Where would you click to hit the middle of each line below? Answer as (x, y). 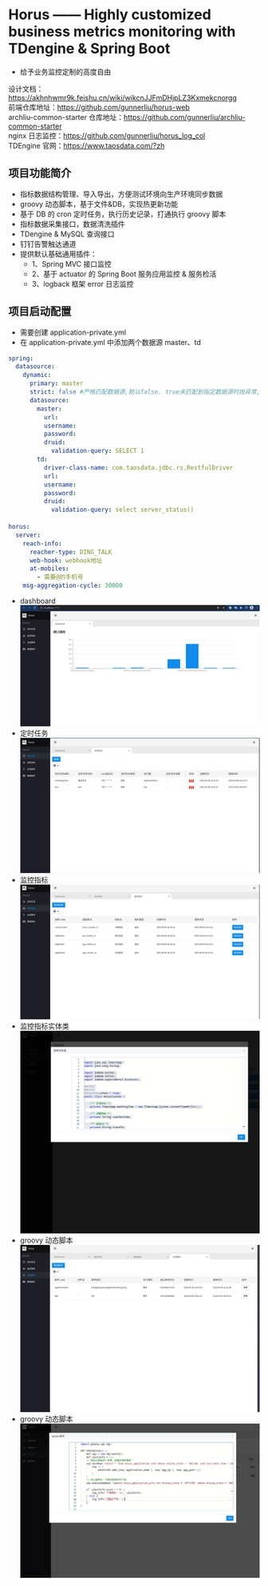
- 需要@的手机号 (60, 577)
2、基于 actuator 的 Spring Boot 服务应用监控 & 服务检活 (124, 274)
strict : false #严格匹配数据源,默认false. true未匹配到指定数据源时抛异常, (145, 392)
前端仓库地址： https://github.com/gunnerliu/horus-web (99, 107)
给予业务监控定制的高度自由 (65, 71)
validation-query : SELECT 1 (98, 451)
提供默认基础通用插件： (58, 254)
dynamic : (37, 375)
